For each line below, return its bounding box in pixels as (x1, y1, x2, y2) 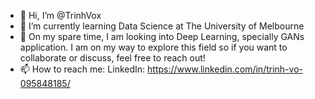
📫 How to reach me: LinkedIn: (19, 63, 146, 75)
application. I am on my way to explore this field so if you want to (19, 41, 288, 53)
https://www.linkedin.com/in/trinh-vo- (147, 63, 303, 75)
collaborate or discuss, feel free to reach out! (19, 52, 206, 64)
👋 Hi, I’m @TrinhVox (19, 10, 102, 21)
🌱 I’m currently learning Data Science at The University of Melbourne (19, 20, 305, 32)
